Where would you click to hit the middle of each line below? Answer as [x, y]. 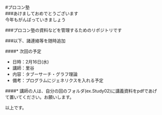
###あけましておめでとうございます [42, 13]
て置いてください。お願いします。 [40, 97]
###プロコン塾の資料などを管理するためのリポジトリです [64, 30]
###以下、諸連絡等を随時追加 [35, 41]
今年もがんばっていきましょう [35, 20]
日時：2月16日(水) [30, 62]
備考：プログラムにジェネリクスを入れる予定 [58, 80]
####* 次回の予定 [23, 51]
